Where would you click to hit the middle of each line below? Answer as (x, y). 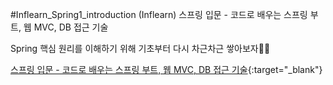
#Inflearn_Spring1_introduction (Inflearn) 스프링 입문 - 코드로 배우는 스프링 (159, 14)
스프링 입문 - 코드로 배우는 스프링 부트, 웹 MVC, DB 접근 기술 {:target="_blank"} (166, 69)
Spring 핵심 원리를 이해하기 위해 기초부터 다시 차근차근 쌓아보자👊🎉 (140, 48)
